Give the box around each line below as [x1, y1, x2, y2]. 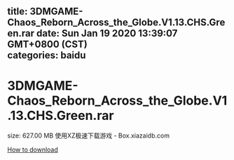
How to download [7, 145, 58, 154]
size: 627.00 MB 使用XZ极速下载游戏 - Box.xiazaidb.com [7, 131, 170, 140]
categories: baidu [7, 49, 86, 62]
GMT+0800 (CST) [7, 39, 88, 51]
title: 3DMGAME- [7, 6, 83, 18]
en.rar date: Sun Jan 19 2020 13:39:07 [7, 27, 178, 39]
